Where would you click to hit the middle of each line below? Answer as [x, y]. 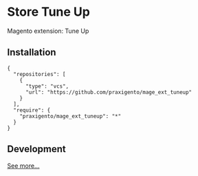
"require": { [32, 110]
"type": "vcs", [47, 86]
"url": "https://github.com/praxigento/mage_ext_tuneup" [109, 92]
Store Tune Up [49, 12]
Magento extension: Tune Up [48, 31]
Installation [32, 52]
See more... [23, 166]
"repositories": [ [40, 74]
